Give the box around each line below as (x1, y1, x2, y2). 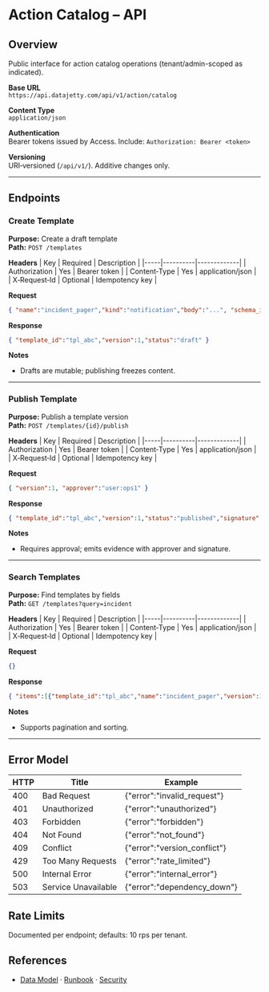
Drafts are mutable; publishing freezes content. (19, 366, 176, 376)
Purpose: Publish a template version (8, 412, 129, 421)
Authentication (8, 128, 60, 137)
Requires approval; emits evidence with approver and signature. (19, 544, 231, 554)
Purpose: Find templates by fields (8, 590, 121, 600)
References (8, 953, 67, 967)
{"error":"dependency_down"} (124, 881, 238, 892)
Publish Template (8, 393, 78, 405)
